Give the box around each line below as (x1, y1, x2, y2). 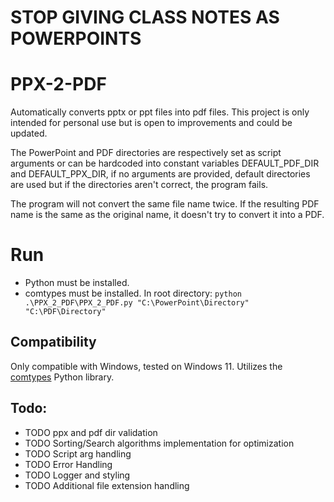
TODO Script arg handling (24, 447, 132, 460)
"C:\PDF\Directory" (24, 307, 107, 317)
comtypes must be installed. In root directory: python (24, 287, 242, 300)
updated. (10, 127, 48, 140)
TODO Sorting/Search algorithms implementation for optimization (24, 437, 295, 449)
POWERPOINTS (10, 27, 142, 50)
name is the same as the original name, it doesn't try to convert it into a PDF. (10, 209, 325, 221)
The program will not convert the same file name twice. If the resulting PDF (10, 198, 320, 210)
